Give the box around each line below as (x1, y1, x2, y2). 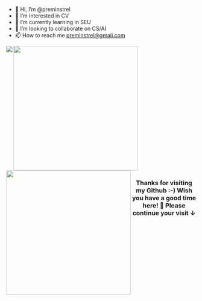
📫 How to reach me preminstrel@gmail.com (14, 32, 125, 39)
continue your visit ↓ (132, 209, 196, 217)
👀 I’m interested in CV (14, 12, 69, 19)
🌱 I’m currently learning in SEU (14, 19, 92, 25)
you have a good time (131, 194, 197, 202)
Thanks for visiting (136, 179, 192, 187)
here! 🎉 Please (142, 201, 186, 209)
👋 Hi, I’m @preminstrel (14, 6, 71, 13)
